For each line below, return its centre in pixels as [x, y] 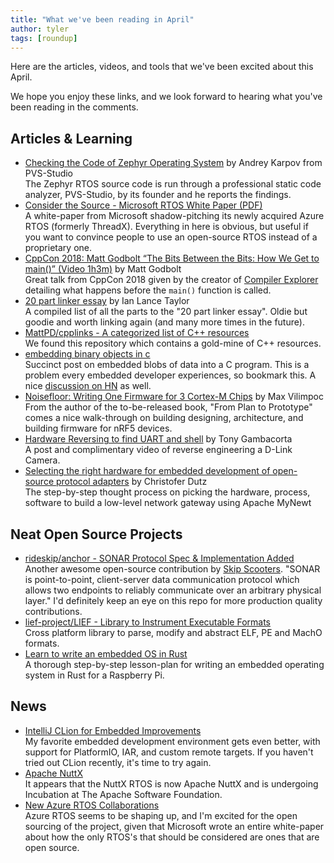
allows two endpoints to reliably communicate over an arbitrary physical [173, 590]
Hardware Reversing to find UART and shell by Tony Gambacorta [158, 439]
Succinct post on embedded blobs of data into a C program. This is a [167, 365]
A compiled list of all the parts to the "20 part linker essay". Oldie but [166, 312]
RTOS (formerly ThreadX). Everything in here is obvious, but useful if [166, 227]
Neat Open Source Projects [96, 534]
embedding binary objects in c [87, 354]
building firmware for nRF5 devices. [98, 428]
